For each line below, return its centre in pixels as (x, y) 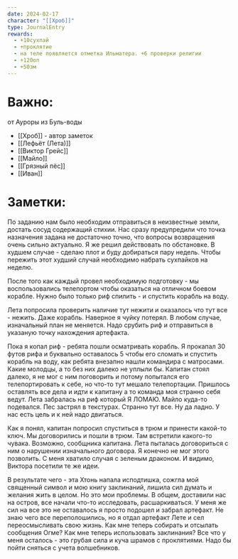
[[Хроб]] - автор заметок (55, 135)
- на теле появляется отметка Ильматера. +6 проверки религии (108, 54)
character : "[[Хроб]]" (41, 21)
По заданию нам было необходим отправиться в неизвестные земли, (114, 222)
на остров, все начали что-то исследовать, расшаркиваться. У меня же (117, 502)
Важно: (30, 102)
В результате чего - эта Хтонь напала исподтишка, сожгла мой (103, 479)
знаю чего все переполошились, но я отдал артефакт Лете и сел (106, 517)
